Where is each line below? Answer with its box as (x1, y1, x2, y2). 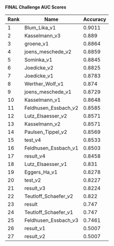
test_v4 (24, 137, 41, 143)
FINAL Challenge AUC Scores (5, 4, 66, 10)
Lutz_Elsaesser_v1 (24, 161, 67, 167)
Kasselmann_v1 (24, 96, 61, 103)
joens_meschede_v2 (24, 48, 72, 55)
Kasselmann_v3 (24, 32, 61, 39)
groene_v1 (24, 41, 49, 47)
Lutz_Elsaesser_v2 (24, 113, 67, 119)
